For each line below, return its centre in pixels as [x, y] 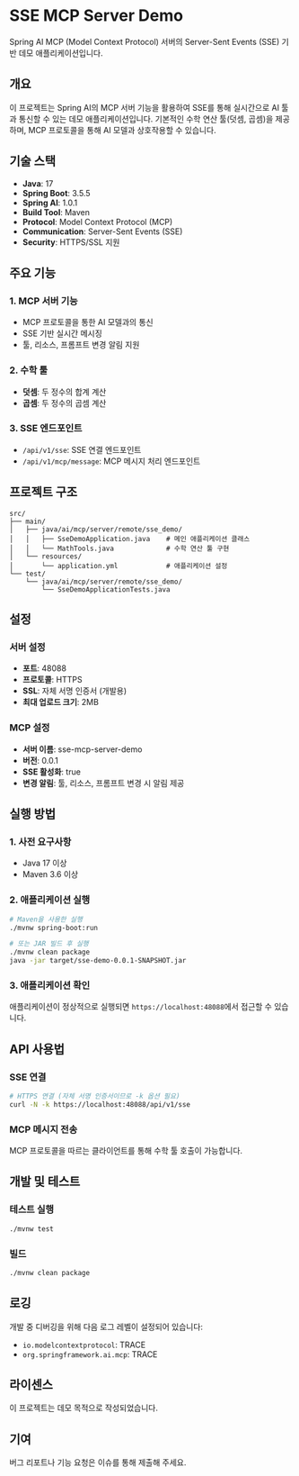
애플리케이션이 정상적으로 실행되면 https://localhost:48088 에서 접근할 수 [141, 1007]
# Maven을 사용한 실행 [46, 919]
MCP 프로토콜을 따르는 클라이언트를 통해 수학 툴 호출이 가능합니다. [126, 1151]
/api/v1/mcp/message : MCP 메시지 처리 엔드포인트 [111, 461]
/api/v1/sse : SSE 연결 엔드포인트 [82, 449]
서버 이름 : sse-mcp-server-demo [82, 749]
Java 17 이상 [44, 863]
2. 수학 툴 [29, 370]
